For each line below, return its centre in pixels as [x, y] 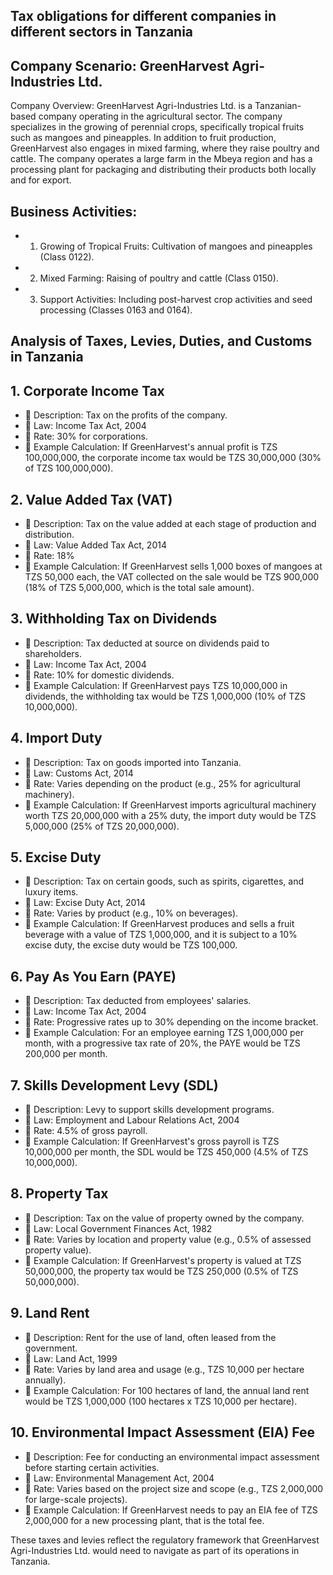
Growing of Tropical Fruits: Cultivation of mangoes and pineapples [176, 246]
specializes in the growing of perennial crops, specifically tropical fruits [157, 127]
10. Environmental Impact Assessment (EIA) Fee [163, 1432]
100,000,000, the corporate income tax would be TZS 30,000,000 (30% [173, 458]
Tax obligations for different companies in [143, 16]
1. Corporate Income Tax [87, 390]
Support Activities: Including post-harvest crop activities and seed [176, 300]
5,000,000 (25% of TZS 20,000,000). [102, 826]
